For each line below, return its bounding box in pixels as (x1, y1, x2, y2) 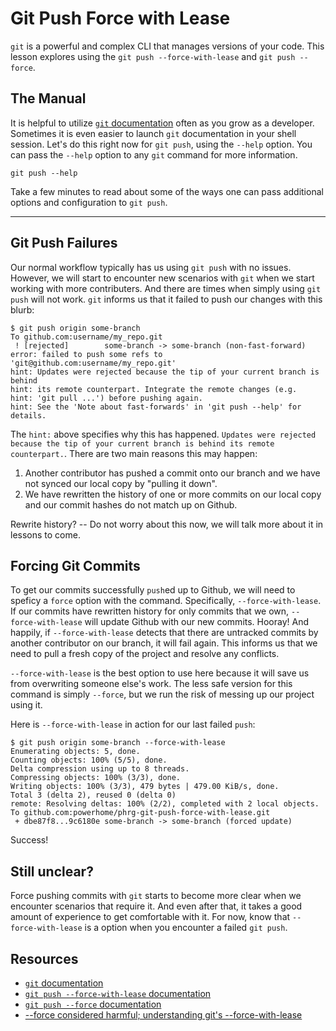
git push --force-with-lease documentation (24, 988, 212, 999)
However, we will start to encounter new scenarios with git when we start (10, 272, 315, 284)
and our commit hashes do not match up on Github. (24, 498, 238, 511)
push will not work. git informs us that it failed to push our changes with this (10, 293, 323, 305)
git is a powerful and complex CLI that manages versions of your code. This (10, 40, 325, 52)
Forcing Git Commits (10, 557, 141, 574)
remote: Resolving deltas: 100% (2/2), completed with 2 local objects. (10, 799, 320, 809)
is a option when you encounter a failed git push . (84, 922, 288, 934)
